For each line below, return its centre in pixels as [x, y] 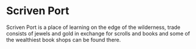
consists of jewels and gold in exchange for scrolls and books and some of [98, 33]
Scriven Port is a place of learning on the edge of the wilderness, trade [94, 27]
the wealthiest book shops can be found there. [64, 40]
